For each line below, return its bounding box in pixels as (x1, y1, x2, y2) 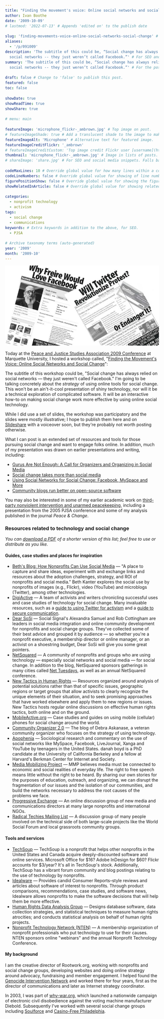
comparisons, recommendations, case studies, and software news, (12, 888, 147, 894)
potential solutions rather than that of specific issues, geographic (12, 683, 143, 689)
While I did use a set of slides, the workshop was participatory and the (5, 411, 147, 417)
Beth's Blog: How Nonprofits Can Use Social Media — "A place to (12, 563, 143, 569)
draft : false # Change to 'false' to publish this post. (5, 75, 123, 80)
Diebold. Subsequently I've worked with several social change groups (5, 1003, 145, 1009)
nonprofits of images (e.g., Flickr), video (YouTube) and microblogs (12, 584, 147, 590)
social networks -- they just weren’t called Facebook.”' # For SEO (9, 54, 152, 59)
